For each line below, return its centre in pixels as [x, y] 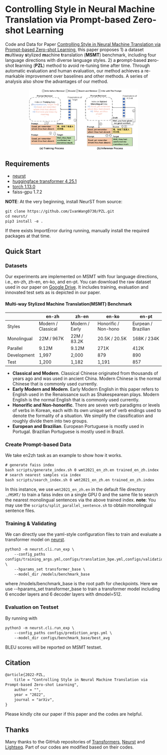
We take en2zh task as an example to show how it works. [64, 455]
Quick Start [23, 251]
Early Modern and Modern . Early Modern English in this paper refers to [85, 389]
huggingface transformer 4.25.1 [44, 181]
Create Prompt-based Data [38, 444]
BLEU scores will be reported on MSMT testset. [54, 647]
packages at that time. [28, 236]
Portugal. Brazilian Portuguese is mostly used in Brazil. [68, 431]
